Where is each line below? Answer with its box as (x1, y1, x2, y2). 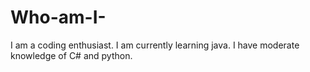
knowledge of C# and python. (10, 49, 133, 61)
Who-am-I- (10, 6, 107, 29)
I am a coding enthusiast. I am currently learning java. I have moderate (10, 39, 300, 51)
